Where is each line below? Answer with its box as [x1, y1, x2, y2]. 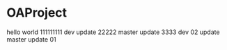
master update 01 [6, 35, 56, 43]
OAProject [6, 5, 68, 21]
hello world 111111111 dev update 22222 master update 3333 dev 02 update [6, 28, 220, 36]
